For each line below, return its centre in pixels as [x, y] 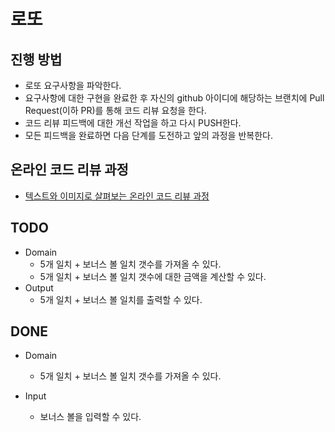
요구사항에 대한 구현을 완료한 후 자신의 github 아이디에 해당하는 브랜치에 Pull [174, 98]
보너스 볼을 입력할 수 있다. [90, 417]
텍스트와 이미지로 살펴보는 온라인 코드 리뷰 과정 [117, 196]
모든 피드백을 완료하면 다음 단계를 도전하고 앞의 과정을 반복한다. [148, 135]
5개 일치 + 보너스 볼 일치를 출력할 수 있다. [121, 299]
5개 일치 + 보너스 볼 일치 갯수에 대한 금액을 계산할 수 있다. [153, 276]
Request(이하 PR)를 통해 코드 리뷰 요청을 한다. [115, 110]
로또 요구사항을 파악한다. [73, 85]
